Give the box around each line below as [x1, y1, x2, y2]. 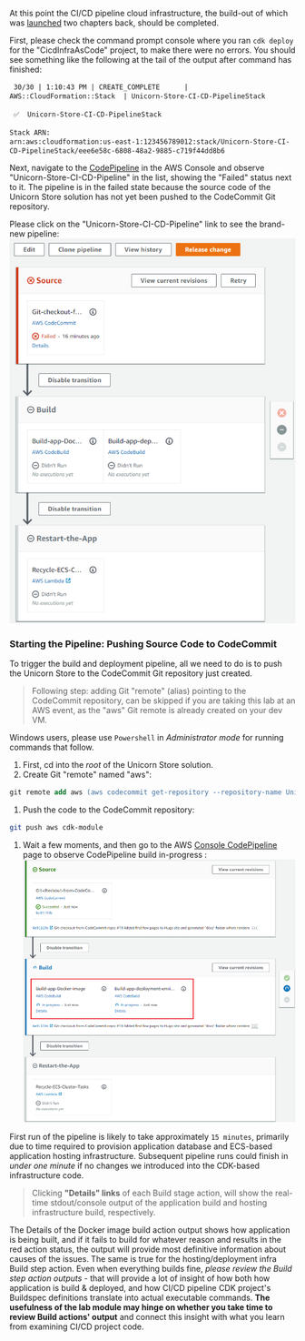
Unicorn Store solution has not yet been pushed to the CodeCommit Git [9, 191, 276, 202]
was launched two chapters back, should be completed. [9, 17, 220, 28]
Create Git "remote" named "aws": [22, 769, 152, 780]
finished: [9, 64, 43, 75]
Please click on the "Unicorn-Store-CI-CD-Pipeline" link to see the [9, 218, 258, 229]
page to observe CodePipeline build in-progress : [22, 849, 207, 860]
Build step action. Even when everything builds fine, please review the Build [9, 1264, 292, 1275]
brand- [259, 218, 286, 229]
